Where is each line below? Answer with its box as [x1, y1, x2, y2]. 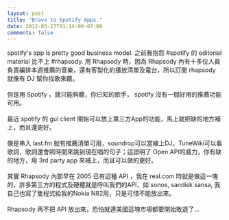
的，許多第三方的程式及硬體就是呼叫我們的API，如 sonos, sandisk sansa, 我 [7, 181, 221, 189]
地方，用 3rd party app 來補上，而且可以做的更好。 [12, 156, 158, 164]
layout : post [7, 10, 45, 17]
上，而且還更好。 [7, 123, 56, 132]
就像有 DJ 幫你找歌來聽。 [7, 75, 79, 83]
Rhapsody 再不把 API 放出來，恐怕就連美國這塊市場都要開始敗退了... [7, 205, 200, 213]
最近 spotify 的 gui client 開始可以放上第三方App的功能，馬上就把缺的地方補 [7, 114, 221, 123]
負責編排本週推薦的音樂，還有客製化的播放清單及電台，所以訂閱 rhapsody [7, 66, 216, 74]
